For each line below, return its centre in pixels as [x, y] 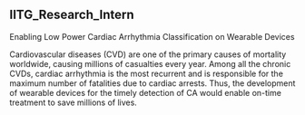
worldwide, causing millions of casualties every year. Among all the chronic [150, 63]
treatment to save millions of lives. [74, 102]
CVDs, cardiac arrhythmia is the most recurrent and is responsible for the [147, 73]
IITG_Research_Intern [72, 15]
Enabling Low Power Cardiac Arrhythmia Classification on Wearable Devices [152, 36]
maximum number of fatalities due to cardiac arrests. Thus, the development [152, 83]
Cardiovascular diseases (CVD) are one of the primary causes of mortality [148, 54]
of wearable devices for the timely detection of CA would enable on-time [145, 92]
